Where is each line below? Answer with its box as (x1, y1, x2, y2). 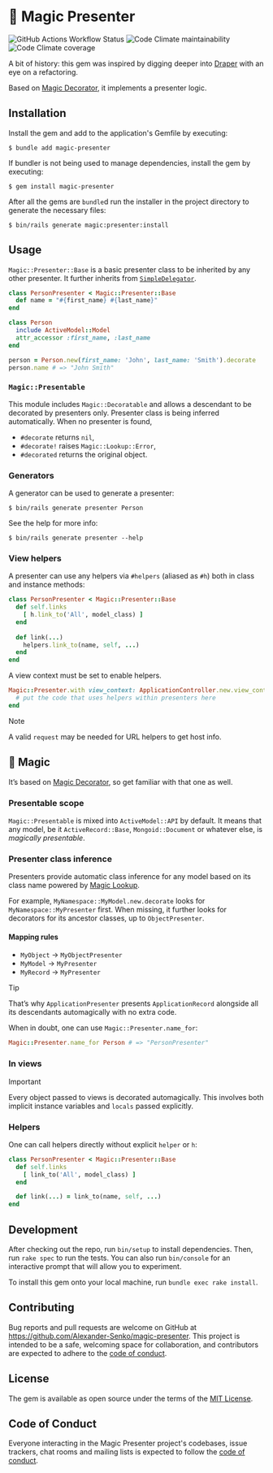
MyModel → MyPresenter (19, 959, 97, 968)
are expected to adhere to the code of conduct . (8, 1348, 167, 1358)
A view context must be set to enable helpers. (8, 670, 162, 681)
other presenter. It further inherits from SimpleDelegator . (8, 273, 197, 283)
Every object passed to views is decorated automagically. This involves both (8, 1092, 264, 1102)
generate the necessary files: (8, 205, 106, 214)
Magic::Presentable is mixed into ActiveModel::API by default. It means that (8, 816, 262, 825)
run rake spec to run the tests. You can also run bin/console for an (8, 1253, 231, 1263)
